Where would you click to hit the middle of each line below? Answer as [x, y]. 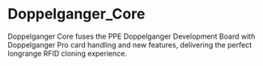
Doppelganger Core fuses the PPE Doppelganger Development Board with [131, 36]
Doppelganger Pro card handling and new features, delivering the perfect [130, 44]
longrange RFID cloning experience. [67, 53]
